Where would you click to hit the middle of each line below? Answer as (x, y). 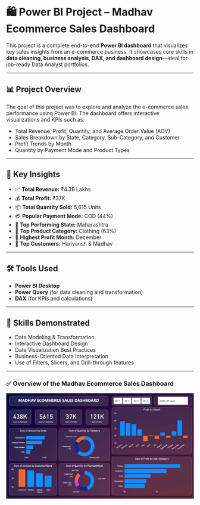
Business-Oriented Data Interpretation (62, 357)
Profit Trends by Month (43, 144)
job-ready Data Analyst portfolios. (48, 64)
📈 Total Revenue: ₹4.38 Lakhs (53, 189)
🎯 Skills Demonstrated (48, 323)
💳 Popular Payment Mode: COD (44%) (64, 216)
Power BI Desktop (37, 286)
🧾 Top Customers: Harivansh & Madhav (64, 243)
